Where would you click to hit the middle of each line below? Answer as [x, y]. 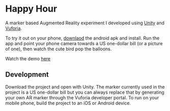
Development [27, 75]
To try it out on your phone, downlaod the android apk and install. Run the [82, 38]
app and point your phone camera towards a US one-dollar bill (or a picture [84, 43]
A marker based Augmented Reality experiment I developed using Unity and [85, 23]
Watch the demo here [28, 58]
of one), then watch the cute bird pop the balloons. [59, 49]
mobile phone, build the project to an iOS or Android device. [68, 103]
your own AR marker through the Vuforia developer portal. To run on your [82, 97]
